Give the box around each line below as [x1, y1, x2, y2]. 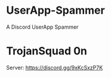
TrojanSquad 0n [6, 44, 88, 58]
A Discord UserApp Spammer [6, 23, 79, 30]
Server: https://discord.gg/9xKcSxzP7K [6, 64, 103, 71]
